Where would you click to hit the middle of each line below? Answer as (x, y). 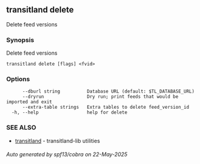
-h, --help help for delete (70, 113)
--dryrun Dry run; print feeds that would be (100, 97)
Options (18, 79)
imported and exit (29, 102)
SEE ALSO (21, 127)
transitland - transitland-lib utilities (57, 141)
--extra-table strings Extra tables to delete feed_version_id (105, 108)
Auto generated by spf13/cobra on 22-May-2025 (67, 154)
